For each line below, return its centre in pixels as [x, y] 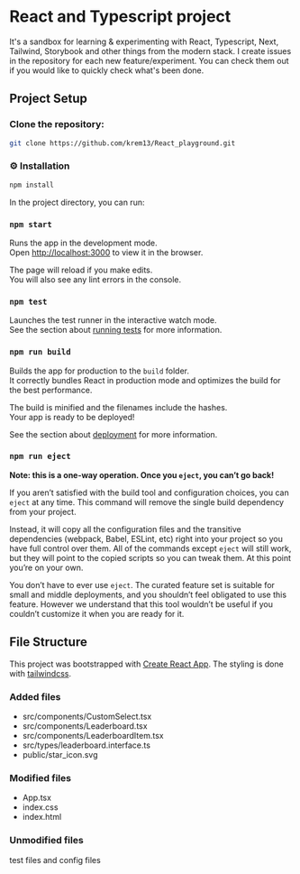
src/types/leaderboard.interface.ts [86, 745]
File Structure [48, 642]
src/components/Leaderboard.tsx [85, 726]
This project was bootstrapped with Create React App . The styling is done [146, 664]
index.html [42, 817]
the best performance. [51, 390]
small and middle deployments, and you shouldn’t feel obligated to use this [148, 594]
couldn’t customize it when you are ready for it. [97, 613]
